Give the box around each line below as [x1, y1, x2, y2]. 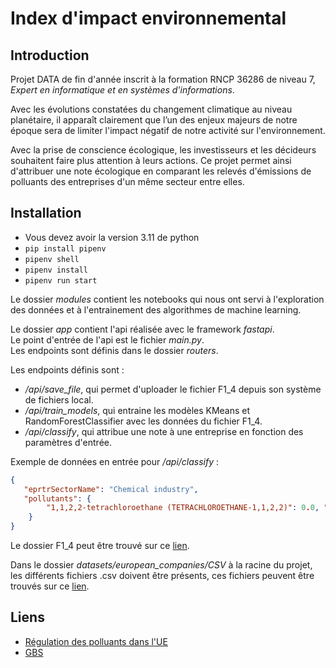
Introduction [10, 47, 90, 64]
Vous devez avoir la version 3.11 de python [24, 231, 200, 243]
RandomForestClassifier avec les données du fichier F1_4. [24, 415, 263, 427]
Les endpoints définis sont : [10, 363, 125, 376]
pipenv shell [24, 254, 80, 264]
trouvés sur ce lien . [10, 580, 90, 592]
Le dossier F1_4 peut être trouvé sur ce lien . [10, 540, 190, 552]
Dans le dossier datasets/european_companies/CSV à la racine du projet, [10, 559, 313, 571]
